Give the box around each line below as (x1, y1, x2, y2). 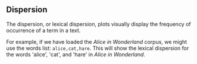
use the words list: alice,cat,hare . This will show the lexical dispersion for (6, 44, 189, 52)
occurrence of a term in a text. (6, 27, 81, 34)
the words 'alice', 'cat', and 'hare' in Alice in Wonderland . (6, 50, 146, 58)
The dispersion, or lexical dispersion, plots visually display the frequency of (6, 20, 192, 27)
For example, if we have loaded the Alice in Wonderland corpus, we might (6, 38, 187, 45)
